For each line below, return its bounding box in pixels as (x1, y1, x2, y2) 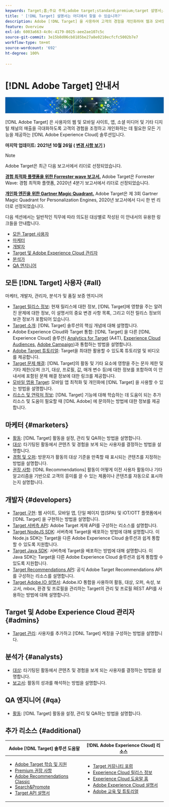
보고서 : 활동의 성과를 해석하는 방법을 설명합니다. (12, 679, 107, 686)
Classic (15, 779, 30, 785)
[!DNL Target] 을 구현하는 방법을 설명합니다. (12, 516, 100, 522)
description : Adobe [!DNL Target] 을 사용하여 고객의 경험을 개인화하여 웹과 (5, 19, 153, 24)
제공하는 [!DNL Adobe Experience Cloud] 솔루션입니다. (14, 131, 126, 137)
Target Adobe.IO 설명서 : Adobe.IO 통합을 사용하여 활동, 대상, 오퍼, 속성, (12, 579, 156, 585)
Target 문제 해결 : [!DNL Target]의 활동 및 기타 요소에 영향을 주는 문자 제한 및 (12, 360, 163, 366)
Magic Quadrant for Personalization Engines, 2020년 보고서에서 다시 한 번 (5, 197, 156, 203)
